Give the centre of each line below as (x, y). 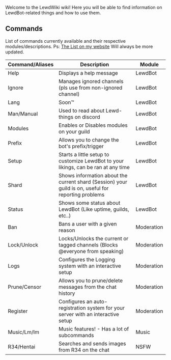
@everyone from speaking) (91, 251)
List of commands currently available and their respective (66, 41)
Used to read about (81, 110)
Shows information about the (93, 175)
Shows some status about (89, 203)
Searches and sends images (92, 343)
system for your (106, 308)
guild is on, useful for (83, 188)
